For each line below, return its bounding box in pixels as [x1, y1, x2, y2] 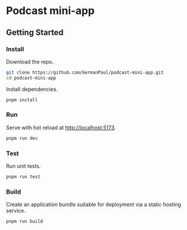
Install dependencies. [6, 85, 58, 92]
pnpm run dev [6, 135, 38, 141]
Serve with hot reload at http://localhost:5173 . [6, 124, 116, 131]
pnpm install [6, 97, 38, 103]
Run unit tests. [6, 162, 41, 169]
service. [6, 207, 26, 214]
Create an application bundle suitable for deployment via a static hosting [6, 201, 182, 208]
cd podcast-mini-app [6, 75, 57, 81]
